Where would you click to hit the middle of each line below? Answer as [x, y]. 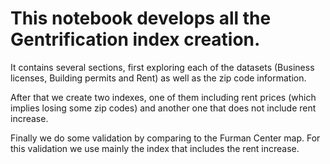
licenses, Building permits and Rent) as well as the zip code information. [158, 78]
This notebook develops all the [141, 18]
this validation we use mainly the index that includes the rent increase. [155, 148]
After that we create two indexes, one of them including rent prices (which [163, 97]
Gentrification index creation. [135, 39]
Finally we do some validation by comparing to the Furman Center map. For [165, 138]
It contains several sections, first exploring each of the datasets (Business [162, 67]
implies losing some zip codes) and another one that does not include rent [163, 108]
